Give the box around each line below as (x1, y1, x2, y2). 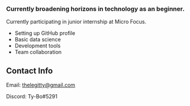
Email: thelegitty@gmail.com (6, 82, 76, 89)
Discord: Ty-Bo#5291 (6, 93, 58, 100)
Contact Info (6, 66, 53, 76)
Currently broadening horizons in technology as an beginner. (6, 5, 185, 13)
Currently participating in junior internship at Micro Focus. (6, 18, 146, 25)
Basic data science (14, 36, 61, 43)
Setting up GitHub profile (14, 30, 76, 37)
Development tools (14, 42, 61, 49)
